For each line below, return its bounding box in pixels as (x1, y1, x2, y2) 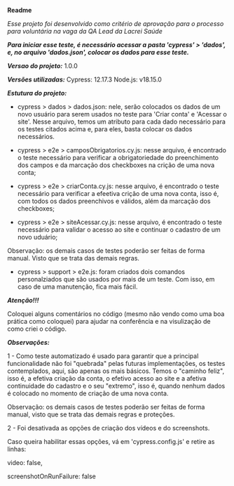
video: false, (7, 459, 43, 466)
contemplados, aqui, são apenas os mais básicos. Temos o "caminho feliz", (7, 367, 225, 375)
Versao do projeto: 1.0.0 (7, 62, 78, 70)
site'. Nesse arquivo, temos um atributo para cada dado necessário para (17, 117, 226, 126)
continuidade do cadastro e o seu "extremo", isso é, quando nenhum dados (7, 382, 226, 390)
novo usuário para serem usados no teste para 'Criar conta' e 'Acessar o (17, 110, 228, 118)
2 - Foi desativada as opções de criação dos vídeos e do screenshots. (7, 424, 210, 432)
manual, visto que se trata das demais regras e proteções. (7, 410, 175, 419)
